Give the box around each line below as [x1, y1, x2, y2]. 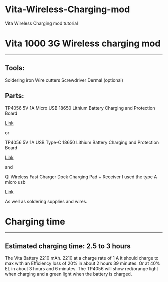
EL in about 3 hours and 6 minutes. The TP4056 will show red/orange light [5, 266, 158, 272]
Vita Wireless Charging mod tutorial [5, 20, 78, 26]
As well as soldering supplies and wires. [5, 198, 87, 204]
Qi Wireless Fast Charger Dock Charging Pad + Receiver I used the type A [5, 174, 157, 180]
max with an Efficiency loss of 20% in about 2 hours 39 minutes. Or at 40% [5, 260, 161, 266]
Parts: [5, 92, 24, 100]
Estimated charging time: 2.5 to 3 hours [5, 242, 131, 250]
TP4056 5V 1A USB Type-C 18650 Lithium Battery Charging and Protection [5, 139, 159, 145]
